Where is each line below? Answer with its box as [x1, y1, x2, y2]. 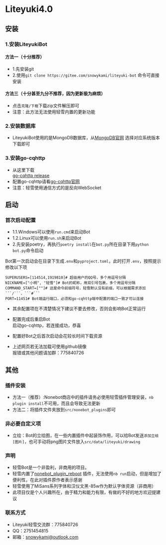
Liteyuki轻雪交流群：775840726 [12, 521, 79, 528]
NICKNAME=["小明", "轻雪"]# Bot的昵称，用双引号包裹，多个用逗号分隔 [5, 280, 136, 285]
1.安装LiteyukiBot [5, 41, 48, 48]
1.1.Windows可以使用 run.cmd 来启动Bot [12, 229, 90, 235]
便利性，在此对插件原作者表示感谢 [12, 477, 83, 483]
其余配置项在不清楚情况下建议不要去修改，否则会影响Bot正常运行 [12, 306, 146, 312]
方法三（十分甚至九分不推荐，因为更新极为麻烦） [5, 91, 105, 96]
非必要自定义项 [5, 420, 41, 427]
